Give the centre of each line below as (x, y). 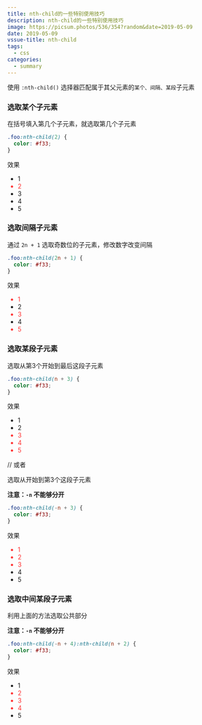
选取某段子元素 (33, 349)
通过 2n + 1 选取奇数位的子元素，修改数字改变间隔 (80, 244)
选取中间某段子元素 (40, 599)
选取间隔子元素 (33, 228)
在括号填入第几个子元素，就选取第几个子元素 (72, 123)
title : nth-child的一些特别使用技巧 (56, 14)
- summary (28, 66)
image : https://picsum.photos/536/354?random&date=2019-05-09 (100, 27)
